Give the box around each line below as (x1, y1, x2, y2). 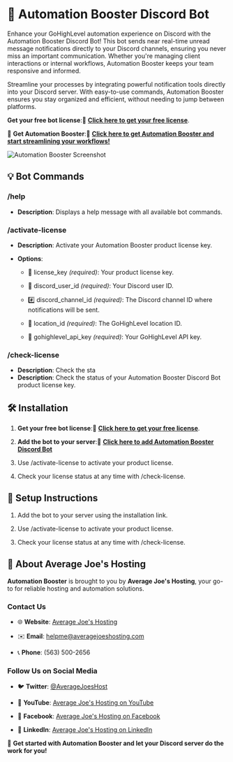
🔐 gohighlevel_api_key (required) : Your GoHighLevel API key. (27, 332, 202, 341)
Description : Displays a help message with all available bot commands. (17, 208, 223, 216)
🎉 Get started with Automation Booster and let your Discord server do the (7, 739, 225, 747)
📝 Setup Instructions (7, 492, 98, 504)
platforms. (7, 102, 37, 110)
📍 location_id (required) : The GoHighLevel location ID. (27, 319, 183, 327)
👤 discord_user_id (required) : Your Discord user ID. (27, 281, 174, 289)
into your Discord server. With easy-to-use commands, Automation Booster (7, 87, 224, 96)
